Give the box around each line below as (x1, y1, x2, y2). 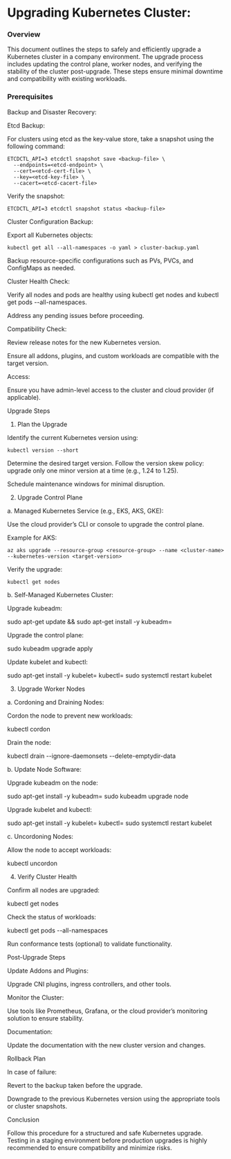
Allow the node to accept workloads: (7, 845, 112, 853)
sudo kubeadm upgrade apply (7, 644, 93, 653)
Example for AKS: (7, 533, 57, 542)
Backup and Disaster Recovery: (7, 107, 97, 116)
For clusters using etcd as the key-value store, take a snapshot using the (7, 134, 214, 143)
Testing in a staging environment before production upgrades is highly (7, 1136, 207, 1144)
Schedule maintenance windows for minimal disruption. (7, 479, 165, 488)
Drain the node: (7, 738, 52, 746)
